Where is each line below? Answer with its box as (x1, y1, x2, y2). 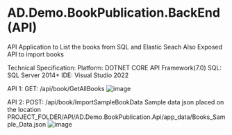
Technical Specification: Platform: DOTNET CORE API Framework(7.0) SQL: (7, 63, 222, 72)
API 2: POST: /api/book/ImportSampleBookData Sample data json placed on (7, 97, 224, 106)
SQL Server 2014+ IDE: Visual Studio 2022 (7, 71, 129, 79)
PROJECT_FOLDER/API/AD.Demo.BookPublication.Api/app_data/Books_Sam (7, 113, 226, 121)
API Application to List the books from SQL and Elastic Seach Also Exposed (7, 42, 223, 51)
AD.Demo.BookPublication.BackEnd (7, 5, 221, 21)
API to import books (7, 50, 65, 58)
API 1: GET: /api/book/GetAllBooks (7, 84, 105, 93)
